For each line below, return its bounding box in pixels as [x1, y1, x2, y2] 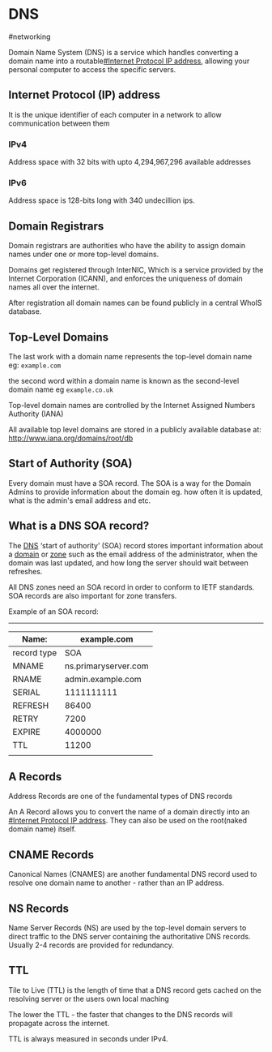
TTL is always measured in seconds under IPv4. [8, 1033, 168, 1043]
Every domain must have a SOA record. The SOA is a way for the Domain [8, 478, 252, 487]
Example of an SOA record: [8, 606, 99, 616]
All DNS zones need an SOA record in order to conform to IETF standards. [8, 582, 255, 592]
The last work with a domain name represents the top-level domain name [8, 351, 253, 361]
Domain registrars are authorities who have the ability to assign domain [8, 241, 246, 251]
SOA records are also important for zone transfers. [8, 590, 177, 600]
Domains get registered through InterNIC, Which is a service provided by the [8, 265, 264, 275]
